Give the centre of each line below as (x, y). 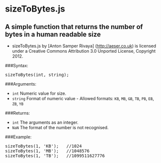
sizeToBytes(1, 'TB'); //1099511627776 (55, 156)
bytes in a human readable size (53, 34)
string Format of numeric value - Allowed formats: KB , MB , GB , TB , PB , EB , (83, 98)
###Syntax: (16, 66)
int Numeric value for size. (39, 93)
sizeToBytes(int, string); (37, 75)
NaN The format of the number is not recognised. (60, 127)
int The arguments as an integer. (45, 122)
